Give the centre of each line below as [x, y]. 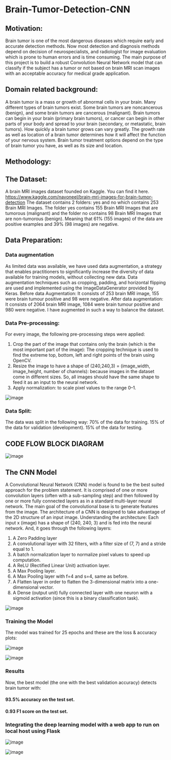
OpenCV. [22, 360]
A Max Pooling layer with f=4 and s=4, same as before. [70, 576]
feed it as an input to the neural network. [55, 382]
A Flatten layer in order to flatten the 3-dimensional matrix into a [80, 581]
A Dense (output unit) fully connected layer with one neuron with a [83, 592]
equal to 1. [23, 549]
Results [15, 671]
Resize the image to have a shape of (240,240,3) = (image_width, [81, 366]
